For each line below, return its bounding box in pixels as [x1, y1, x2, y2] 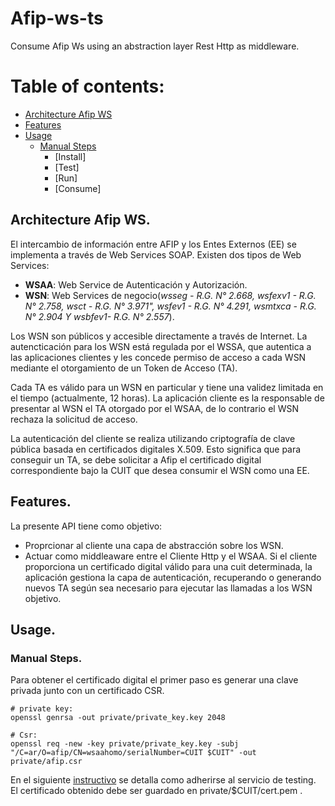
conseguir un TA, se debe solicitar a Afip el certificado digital [10, 453, 262, 466]
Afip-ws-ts [10, 7, 104, 30]
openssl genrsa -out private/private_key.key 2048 [10, 713, 226, 723]
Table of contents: [10, 75, 165, 98]
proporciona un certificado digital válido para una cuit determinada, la [24, 560, 313, 572]
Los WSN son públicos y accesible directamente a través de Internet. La [10, 330, 308, 342]
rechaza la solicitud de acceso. [10, 413, 138, 425]
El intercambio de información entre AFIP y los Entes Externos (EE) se [10, 238, 297, 250]
